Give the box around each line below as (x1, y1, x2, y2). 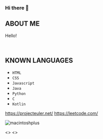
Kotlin (12, 102, 26, 107)
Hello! (5, 32, 17, 38)
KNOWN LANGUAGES (5, 56, 73, 65)
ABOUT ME (5, 20, 40, 28)
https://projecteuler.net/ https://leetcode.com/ (5, 110, 98, 116)
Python (12, 91, 26, 96)
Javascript (12, 81, 35, 85)
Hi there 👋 (5, 4, 29, 11)
